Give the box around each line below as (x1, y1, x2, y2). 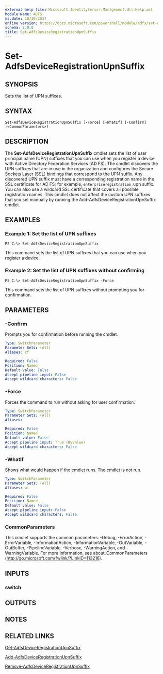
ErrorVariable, (5, 540, 33, 546)
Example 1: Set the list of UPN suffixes (5, 230, 97, 237)
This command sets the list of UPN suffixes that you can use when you (5, 250, 147, 256)
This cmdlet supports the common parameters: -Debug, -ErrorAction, (5, 535, 144, 541)
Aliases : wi (5, 485, 29, 490)
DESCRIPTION (5, 137, 49, 146)
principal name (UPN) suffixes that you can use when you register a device (5, 155, 155, 161)
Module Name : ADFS (5, 12, 42, 16)
